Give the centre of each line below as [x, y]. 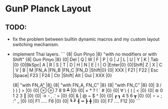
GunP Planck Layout [48, 9]
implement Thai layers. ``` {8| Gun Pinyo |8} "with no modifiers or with [85, 54]
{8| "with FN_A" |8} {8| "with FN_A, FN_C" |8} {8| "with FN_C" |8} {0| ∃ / [87, 85]
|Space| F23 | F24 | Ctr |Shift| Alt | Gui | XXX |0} [62, 75]
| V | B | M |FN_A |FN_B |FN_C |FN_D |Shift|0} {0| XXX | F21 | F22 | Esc [85, 70]
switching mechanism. [36, 44]
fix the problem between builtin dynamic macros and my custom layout [86, 39]
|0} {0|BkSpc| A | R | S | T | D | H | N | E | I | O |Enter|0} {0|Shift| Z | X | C [87, 65]
